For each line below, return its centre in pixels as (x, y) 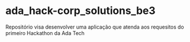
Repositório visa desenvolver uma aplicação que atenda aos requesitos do (95, 27)
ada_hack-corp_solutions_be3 (80, 11)
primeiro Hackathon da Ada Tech (45, 33)
